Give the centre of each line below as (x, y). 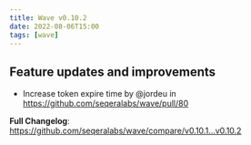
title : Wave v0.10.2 (49, 18)
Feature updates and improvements (113, 72)
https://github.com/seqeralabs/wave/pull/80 (105, 104)
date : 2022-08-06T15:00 (55, 26)
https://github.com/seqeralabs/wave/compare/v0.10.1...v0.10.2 (125, 131)
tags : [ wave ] (34, 35)
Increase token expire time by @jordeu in (100, 94)
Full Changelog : (40, 121)
